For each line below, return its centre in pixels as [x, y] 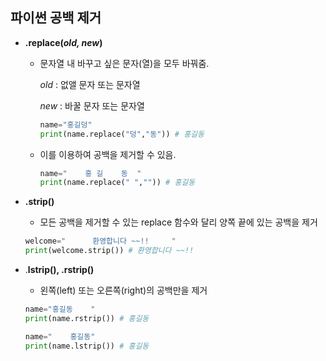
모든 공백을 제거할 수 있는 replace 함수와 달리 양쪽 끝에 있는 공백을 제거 [178, 222]
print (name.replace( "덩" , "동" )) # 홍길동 [122, 134]
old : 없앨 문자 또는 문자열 [90, 84]
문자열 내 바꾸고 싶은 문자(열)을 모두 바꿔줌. [124, 63]
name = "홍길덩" [66, 124]
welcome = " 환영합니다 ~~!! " [100, 241]
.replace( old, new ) [63, 42]
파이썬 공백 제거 [56, 18]
